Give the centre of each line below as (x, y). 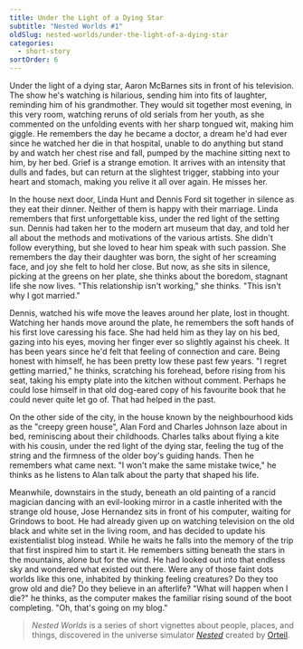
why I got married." (45, 296)
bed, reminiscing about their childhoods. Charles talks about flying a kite (144, 436)
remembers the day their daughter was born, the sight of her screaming (143, 257)
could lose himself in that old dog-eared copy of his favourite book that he (148, 390)
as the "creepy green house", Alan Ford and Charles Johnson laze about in (148, 427)
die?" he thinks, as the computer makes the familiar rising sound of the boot (151, 598)
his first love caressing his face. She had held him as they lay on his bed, (145, 332)
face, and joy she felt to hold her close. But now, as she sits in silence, (140, 267)
